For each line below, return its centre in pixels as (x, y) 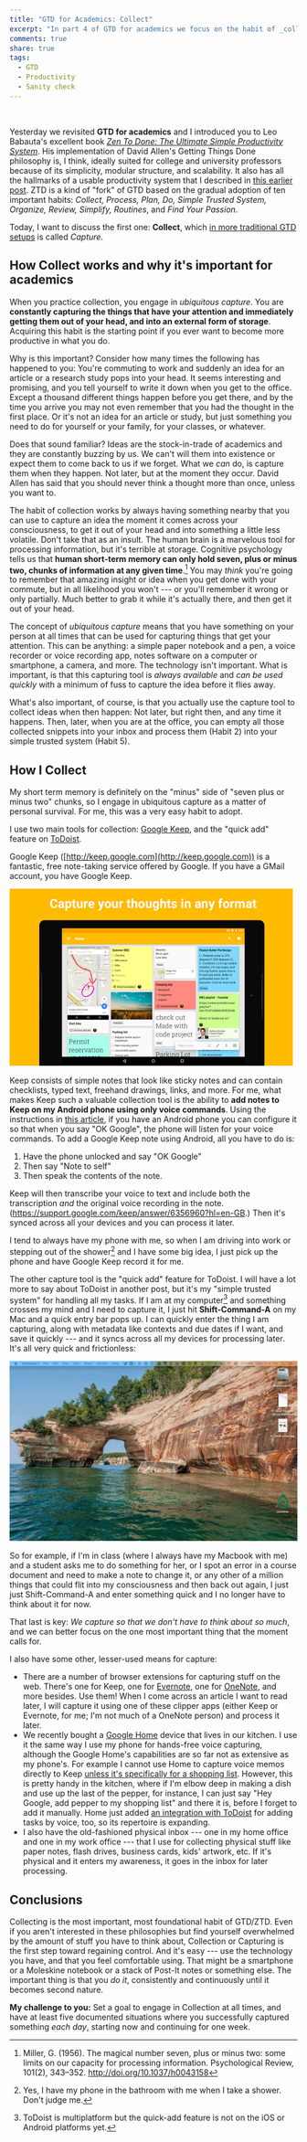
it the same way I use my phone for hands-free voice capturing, (143, 1744)
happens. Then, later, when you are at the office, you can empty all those (147, 722)
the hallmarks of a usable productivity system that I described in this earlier (151, 180)
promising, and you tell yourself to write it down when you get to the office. (151, 387)
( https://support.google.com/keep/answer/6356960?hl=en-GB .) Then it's (148, 1213)
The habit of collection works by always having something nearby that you (149, 510)
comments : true (38, 38)
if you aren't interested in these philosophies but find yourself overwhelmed (152, 1932)
